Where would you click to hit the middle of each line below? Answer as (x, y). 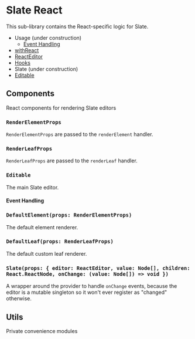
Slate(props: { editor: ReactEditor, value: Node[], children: (98, 268)
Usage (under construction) (48, 38)
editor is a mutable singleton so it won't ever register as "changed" (87, 292)
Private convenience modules (42, 331)
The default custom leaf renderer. (47, 253)
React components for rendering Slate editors (61, 108)
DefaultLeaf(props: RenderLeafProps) (60, 242)
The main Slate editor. (32, 187)
